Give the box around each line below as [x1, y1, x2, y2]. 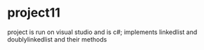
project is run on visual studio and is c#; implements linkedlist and [7, 28, 198, 36]
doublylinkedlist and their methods [7, 35, 107, 43]
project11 [7, 5, 61, 21]
